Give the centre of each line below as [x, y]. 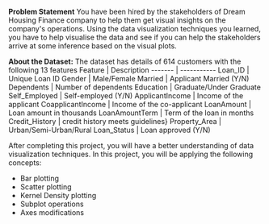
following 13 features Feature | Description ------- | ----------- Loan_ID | [129, 70]
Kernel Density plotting [58, 195]
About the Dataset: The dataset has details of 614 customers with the [125, 61]
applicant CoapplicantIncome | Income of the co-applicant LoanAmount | [130, 104]
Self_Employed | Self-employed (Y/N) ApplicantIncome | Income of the [126, 95]
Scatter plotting [46, 187]
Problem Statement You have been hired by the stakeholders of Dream [127, 12]
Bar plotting [39, 178]
